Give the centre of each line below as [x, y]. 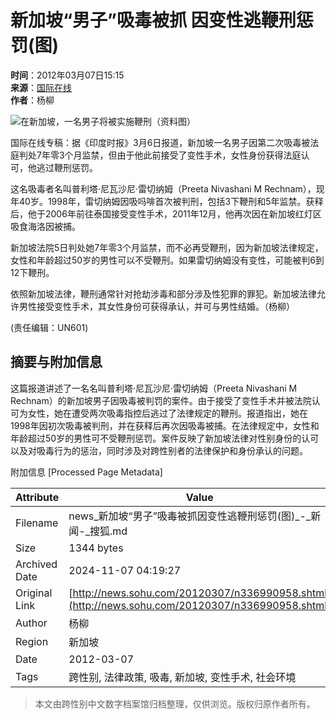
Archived [36, 564]
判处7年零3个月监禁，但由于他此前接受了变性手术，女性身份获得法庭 [160, 155]
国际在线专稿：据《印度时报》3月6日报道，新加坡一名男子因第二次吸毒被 [160, 142]
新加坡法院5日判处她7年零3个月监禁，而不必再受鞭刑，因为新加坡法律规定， [167, 247]
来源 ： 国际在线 [41, 87]
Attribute [37, 497]
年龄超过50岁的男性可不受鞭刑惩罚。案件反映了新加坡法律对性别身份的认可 [165, 438]
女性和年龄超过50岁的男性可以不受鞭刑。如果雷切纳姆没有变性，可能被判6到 [167, 260]
